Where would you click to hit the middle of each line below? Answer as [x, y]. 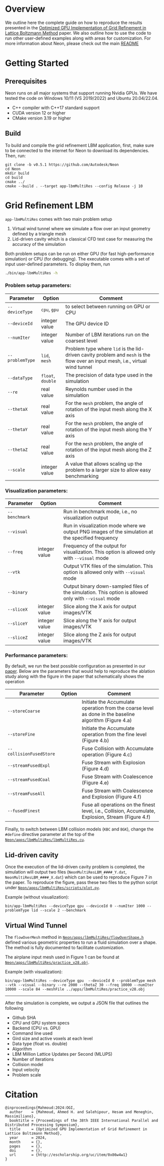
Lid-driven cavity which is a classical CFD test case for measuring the [82, 239]
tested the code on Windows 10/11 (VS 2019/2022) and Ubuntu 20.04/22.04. [82, 98]
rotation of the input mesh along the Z [109, 450]
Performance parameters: [37, 656]
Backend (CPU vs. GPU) [36, 1028]
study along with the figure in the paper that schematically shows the [74, 676]
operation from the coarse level [118, 708]
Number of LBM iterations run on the [107, 334]
